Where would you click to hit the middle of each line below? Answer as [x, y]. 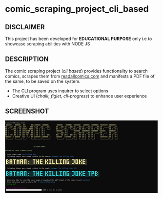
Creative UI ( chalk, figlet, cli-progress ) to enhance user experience [80, 96]
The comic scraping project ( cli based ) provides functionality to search [76, 71]
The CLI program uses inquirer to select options [60, 91]
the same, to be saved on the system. [43, 81]
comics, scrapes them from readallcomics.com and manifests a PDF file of [80, 76]
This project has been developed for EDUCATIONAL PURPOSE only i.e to [79, 39]
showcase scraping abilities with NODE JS [48, 44]
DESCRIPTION [27, 59]
